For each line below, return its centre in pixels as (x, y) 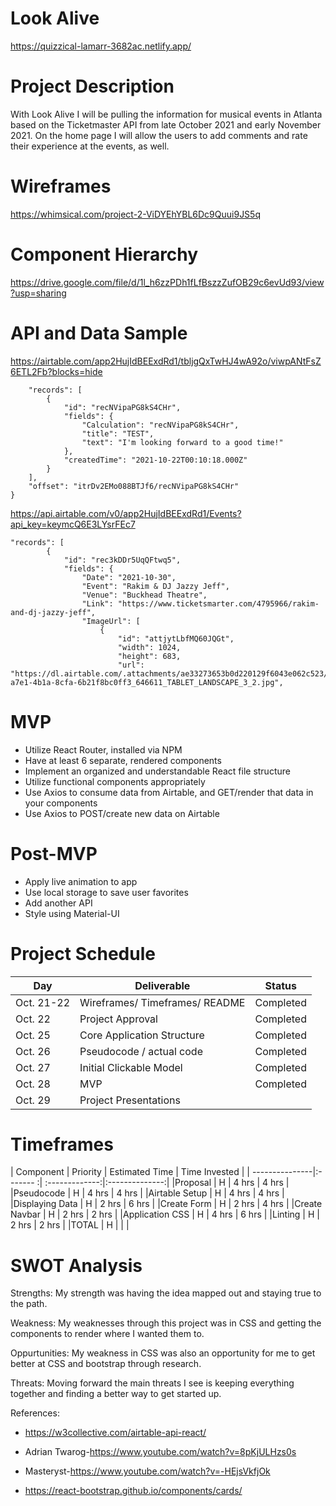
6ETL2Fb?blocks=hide (56, 371)
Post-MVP (54, 853)
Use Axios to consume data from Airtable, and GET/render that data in (169, 792)
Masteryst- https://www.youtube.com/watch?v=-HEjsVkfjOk (147, 1471)
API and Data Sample (99, 333)
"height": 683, (149, 656)
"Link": (97, 603)
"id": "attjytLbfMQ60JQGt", (176, 638)
